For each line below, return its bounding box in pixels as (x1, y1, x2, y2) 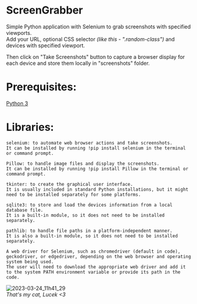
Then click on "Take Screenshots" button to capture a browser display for (6, 53, 185, 60)
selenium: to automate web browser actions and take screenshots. (6, 140, 173, 146)
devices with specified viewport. (6, 42, 86, 49)
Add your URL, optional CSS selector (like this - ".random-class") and (6, 35, 175, 43)
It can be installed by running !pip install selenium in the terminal (6, 145, 186, 151)
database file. (6, 207, 44, 213)
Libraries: (6, 120, 54, 134)
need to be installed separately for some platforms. (6, 191, 142, 198)
